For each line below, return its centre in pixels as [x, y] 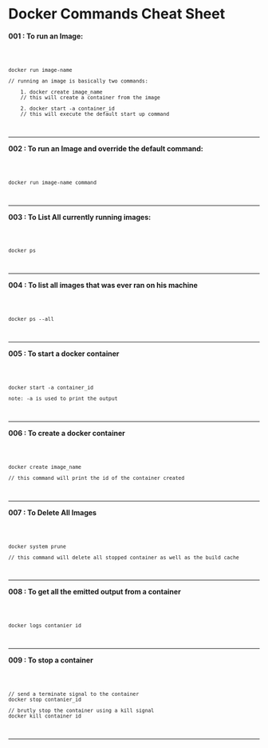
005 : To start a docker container [64, 354]
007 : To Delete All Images [53, 512]
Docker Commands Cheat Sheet [117, 14]
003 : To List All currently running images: [80, 217]
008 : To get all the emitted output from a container [95, 592]
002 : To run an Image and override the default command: [106, 148]
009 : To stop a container [51, 660]
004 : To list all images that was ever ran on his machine [103, 286]
